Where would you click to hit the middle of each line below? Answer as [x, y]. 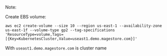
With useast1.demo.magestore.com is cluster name [56, 48]
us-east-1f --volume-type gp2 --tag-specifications [60, 30]
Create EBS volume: [26, 17]
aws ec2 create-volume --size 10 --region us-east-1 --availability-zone [84, 26]
